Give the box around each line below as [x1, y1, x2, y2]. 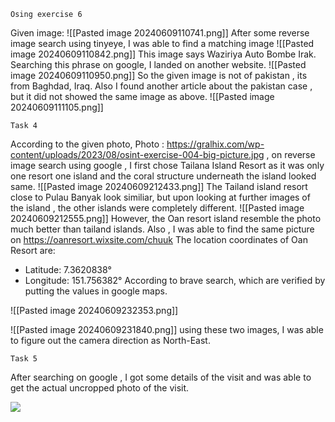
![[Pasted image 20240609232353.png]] [10, 305, 179, 316]
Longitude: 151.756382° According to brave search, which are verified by [24, 275, 326, 286]
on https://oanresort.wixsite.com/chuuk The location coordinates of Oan [10, 234, 308, 245]
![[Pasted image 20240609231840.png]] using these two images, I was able [10, 324, 324, 335]
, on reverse [266, 149, 316, 160]
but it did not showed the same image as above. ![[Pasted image [10, 91, 275, 102]
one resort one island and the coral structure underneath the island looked [10, 170, 317, 182]
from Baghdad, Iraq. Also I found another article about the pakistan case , [10, 80, 313, 92]
